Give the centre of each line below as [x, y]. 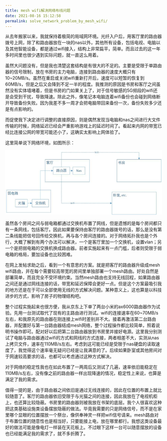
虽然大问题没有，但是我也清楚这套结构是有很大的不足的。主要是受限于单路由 [83, 66]
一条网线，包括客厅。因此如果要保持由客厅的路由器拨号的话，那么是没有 [83, 229]
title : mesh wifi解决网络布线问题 [38, 10]
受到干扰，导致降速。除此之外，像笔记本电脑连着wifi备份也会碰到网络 [85, 97]
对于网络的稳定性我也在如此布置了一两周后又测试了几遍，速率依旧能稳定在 [81, 367]
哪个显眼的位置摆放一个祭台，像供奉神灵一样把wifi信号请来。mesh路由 [82, 415]
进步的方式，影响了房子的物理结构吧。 [44, 296]
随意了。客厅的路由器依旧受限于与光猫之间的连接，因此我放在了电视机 [81, 396]
